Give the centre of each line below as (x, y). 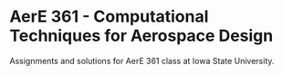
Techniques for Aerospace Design (141, 36)
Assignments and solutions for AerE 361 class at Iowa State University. (142, 61)
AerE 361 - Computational (109, 17)
